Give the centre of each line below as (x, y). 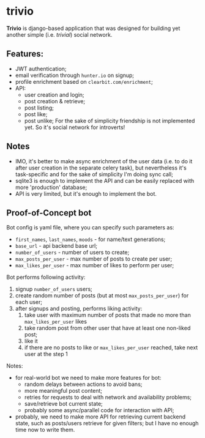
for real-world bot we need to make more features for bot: (88, 378)
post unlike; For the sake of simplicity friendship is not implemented (110, 121)
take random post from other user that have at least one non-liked (107, 328)
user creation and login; (54, 95)
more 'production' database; (51, 187)
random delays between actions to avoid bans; (83, 384)
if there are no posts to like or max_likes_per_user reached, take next (111, 347)
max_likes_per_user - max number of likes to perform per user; (95, 265)
